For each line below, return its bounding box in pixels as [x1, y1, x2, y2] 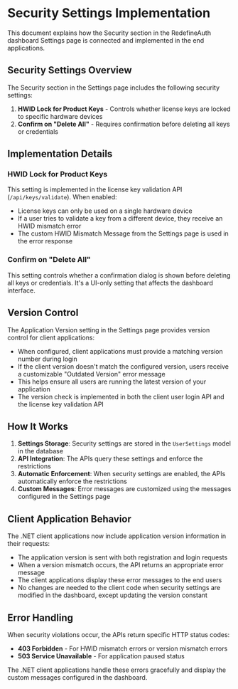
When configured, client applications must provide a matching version [17, 347, 223, 355]
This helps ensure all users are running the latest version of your [17, 377, 207, 386]
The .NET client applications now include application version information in [7, 532, 227, 540]
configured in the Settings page [17, 493, 111, 501]
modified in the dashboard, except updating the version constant [17, 591, 208, 599]
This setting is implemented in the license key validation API [7, 185, 183, 194]
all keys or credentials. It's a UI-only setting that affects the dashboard [7, 278, 213, 287]
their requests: [7, 540, 50, 548]
